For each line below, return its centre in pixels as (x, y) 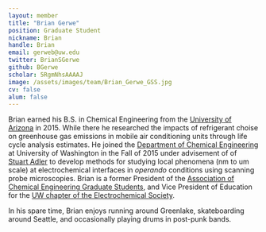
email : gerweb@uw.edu (44, 52)
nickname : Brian (35, 38)
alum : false (28, 97)
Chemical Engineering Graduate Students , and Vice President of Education (130, 187)
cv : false (25, 89)
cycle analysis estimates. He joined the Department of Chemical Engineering (133, 145)
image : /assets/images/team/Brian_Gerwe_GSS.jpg (90, 82)
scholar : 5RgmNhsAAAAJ (46, 75)
